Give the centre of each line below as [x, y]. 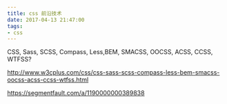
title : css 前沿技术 [34, 13]
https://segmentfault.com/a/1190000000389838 [76, 93]
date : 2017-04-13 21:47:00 [46, 20]
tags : [15, 26]
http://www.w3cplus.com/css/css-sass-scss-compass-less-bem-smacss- [113, 73]
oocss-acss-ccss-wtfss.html [48, 80]
